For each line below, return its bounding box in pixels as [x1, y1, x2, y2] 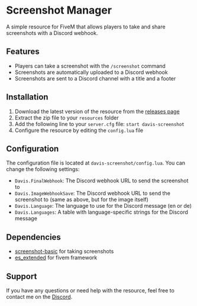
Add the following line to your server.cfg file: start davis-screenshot [14, 120, 185, 127]
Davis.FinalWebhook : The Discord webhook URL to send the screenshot [14, 177, 189, 184]
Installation [6, 92, 49, 102]
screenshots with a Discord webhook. [6, 29, 98, 36]
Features [6, 47, 40, 57]
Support [6, 271, 37, 281]
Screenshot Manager [6, 4, 112, 17]
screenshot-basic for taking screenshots [14, 248, 114, 255]
